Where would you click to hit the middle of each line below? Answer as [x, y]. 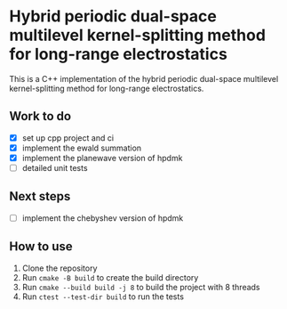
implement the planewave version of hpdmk [102, 158]
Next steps [40, 196]
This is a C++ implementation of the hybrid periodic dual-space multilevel [144, 78]
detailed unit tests [55, 167]
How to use [41, 247]
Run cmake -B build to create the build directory [110, 277]
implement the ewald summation [82, 148]
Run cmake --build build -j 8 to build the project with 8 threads [141, 287]
